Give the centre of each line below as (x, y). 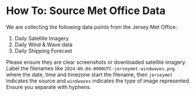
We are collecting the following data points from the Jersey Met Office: (92, 27)
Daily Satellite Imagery (42, 38)
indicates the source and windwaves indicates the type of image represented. (98, 81)
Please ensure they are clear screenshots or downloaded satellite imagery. (96, 62)
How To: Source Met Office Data (86, 11)
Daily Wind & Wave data (43, 44)
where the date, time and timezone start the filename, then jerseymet (89, 74)
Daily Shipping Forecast (43, 50)
